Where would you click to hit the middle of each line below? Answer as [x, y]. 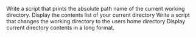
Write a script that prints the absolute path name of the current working [96, 9]
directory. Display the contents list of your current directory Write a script [98, 15]
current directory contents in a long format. [60, 27]
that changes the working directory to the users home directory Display [96, 21]
